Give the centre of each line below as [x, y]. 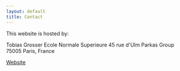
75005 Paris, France [30, 51]
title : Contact [25, 17]
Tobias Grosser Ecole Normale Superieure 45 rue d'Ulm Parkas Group [90, 45]
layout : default [26, 11]
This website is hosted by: [37, 33]
